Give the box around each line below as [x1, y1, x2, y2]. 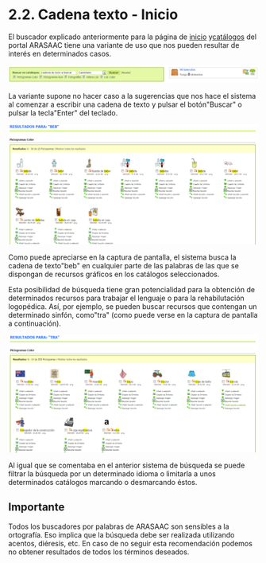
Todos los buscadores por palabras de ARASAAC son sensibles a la [8, 522, 229, 531]
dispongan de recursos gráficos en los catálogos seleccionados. [8, 269, 220, 279]
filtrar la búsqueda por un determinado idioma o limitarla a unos [8, 468, 216, 479]
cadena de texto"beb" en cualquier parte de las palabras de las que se [8, 260, 240, 270]
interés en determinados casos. [8, 49, 112, 58]
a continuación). [8, 319, 62, 328]
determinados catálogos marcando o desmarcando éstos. [8, 477, 198, 487]
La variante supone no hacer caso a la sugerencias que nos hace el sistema [8, 91, 256, 100]
